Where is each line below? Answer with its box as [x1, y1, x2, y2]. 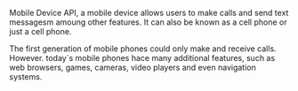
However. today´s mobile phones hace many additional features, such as [9, 53, 276, 63]
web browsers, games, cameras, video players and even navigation [9, 62, 256, 72]
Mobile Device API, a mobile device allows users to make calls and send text [9, 8, 289, 18]
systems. [9, 72, 43, 82]
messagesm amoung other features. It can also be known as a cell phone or [9, 17, 287, 27]
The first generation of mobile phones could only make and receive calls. [9, 43, 278, 54]
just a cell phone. [9, 27, 72, 36]
